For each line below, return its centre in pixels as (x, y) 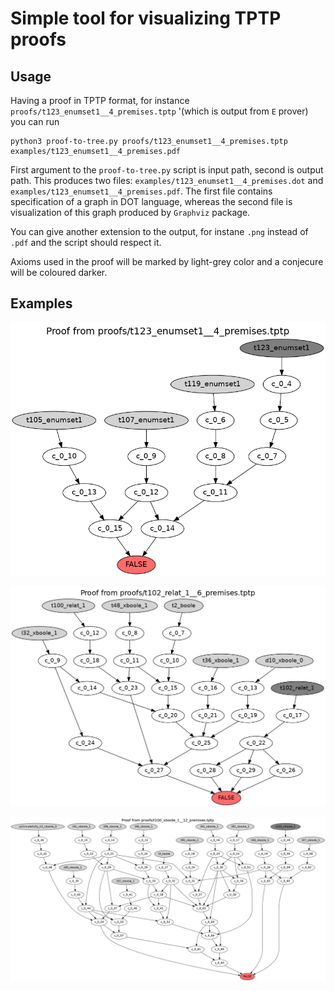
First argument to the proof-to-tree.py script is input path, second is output (167, 170)
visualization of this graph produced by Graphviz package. (130, 212)
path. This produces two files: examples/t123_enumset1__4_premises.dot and (167, 180)
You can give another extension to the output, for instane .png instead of (159, 231)
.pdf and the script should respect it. (86, 242)
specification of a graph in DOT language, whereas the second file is (151, 201)
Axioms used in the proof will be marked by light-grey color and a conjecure (167, 261)
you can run (35, 121)
